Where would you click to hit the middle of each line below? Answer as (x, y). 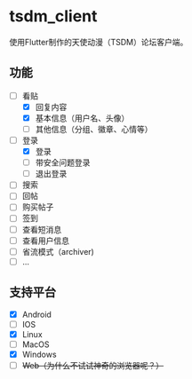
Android (36, 314)
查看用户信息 (45, 241)
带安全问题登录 (63, 162)
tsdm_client (53, 16)
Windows (39, 354)
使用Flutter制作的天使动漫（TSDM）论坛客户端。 (99, 42)
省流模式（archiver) (58, 251)
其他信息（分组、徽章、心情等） (94, 129)
